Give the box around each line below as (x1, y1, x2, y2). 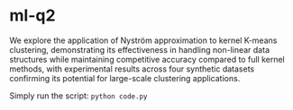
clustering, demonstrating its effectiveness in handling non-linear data (9, 44, 270, 55)
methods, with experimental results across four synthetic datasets (9, 63, 255, 74)
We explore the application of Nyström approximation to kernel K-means (9, 35, 278, 46)
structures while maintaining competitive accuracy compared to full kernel (9, 54, 286, 64)
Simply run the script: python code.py (9, 90, 148, 101)
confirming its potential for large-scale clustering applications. (9, 72, 241, 83)
